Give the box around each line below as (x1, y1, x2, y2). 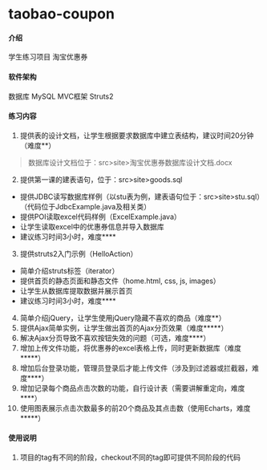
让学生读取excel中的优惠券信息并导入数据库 (19, 221, 164, 231)
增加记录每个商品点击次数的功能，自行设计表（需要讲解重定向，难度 (19, 383, 245, 393)
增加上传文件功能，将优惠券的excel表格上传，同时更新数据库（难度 (19, 342, 242, 353)
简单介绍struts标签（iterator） (19, 265, 119, 275)
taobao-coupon (8, 5, 115, 23)
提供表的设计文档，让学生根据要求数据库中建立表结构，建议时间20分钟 (19, 130, 254, 140)
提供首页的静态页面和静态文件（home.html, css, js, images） (19, 276, 220, 286)
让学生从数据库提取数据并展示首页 (19, 286, 133, 295)
